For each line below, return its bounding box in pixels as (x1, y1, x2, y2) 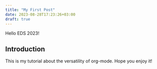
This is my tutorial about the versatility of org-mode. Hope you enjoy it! (5, 58, 152, 64)
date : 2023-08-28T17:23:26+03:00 (5, 12, 76, 17)
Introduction (5, 44, 45, 53)
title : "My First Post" (5, 7, 56, 12)
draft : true (5, 16, 30, 21)
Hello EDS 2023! (5, 30, 39, 36)
